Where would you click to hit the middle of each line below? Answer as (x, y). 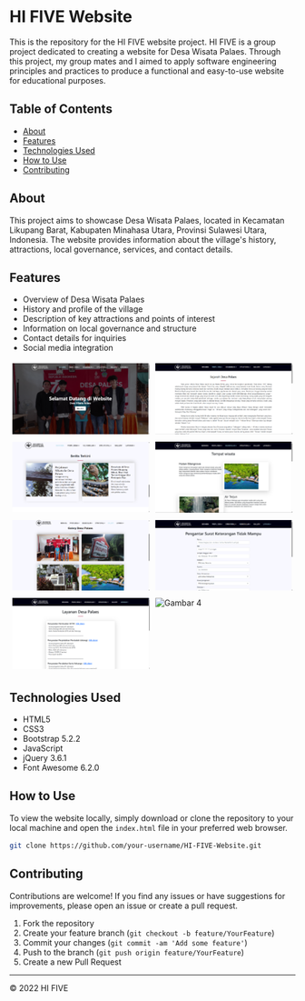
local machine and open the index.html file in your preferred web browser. (148, 827)
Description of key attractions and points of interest (119, 319)
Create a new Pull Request (72, 962)
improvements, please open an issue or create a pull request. (124, 906)
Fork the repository (59, 923)
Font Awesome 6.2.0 (61, 768)
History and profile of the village (83, 309)
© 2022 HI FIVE (39, 987)
